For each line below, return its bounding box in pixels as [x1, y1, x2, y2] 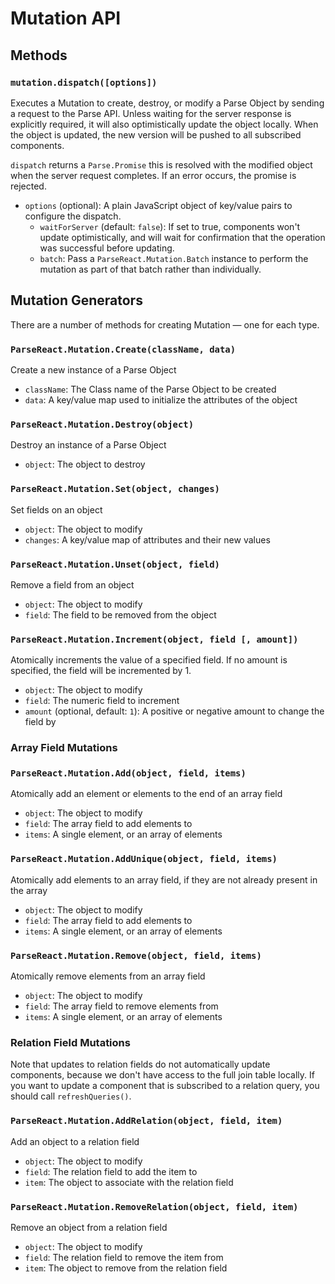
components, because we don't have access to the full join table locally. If [10, 1069, 315, 1081]
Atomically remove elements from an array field [10, 970, 206, 982]
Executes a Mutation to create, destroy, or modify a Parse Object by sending [10, 97, 325, 109]
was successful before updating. [39, 242, 175, 254]
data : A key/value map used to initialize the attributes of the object [24, 393, 298, 406]
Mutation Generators [10, 292, 143, 309]
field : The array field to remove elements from [24, 1000, 219, 1012]
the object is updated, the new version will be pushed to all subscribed [10, 128, 302, 141]
